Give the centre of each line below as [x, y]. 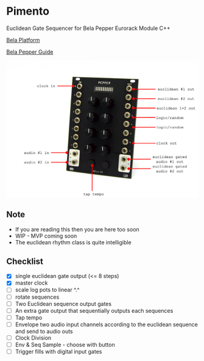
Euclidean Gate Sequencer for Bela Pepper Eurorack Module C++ [88, 28]
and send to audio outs [44, 331]
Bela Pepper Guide [30, 52]
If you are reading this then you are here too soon [77, 229]
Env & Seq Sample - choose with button [65, 345]
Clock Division [33, 338]
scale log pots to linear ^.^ [47, 290]
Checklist [25, 261]
